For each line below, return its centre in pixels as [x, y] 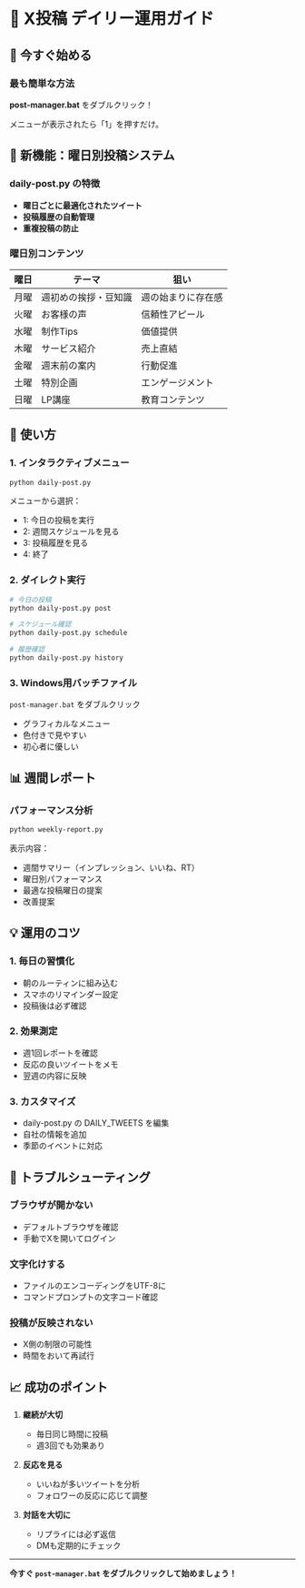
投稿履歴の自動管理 [59, 217]
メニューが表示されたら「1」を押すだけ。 [86, 124]
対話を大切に [46, 1515]
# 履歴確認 [27, 650]
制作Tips [60, 331]
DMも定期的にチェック [79, 1546]
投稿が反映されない [51, 1323]
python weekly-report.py [56, 829]
